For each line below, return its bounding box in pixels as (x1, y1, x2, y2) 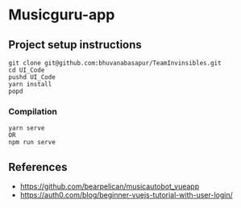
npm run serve (8, 139, 56, 147)
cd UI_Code (8, 66, 45, 74)
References (8, 160, 68, 174)
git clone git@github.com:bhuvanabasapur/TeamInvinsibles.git (8, 59, 222, 67)
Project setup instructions (8, 38, 143, 52)
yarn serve (8, 124, 45, 132)
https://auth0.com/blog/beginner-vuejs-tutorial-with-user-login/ (19, 190, 234, 200)
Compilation (8, 106, 58, 117)
